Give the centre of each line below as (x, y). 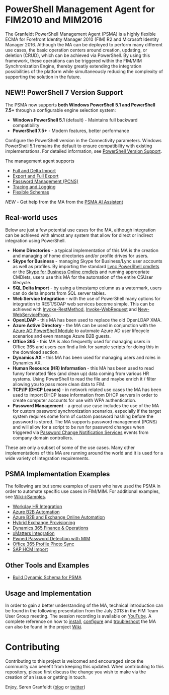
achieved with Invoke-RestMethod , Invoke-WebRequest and (74, 309)
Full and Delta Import (34, 170)
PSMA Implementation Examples (58, 474)
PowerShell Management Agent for (80, 9)
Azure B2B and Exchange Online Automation (59, 517)
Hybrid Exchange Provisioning (44, 523)
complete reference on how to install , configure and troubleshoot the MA (81, 621)
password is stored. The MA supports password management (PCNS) (85, 421)
